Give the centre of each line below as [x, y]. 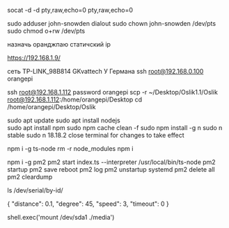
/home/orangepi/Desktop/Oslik [52, 107]
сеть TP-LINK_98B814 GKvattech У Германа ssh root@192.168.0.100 [105, 71]
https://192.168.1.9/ [34, 58]
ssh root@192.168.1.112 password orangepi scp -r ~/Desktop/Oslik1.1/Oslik [112, 92]
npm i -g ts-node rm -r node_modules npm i [70, 148]
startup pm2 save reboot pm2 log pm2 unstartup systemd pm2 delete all [111, 169]
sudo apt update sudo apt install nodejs [64, 120]
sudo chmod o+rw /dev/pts [46, 31]
